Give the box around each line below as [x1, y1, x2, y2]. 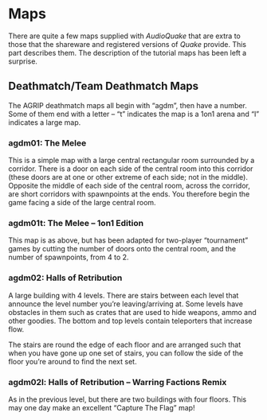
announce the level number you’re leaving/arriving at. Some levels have [8, 299, 243, 309]
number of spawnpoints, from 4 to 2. [8, 252, 129, 262]
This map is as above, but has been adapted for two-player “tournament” [8, 235, 249, 245]
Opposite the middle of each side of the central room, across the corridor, [8, 181, 251, 191]
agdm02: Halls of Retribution [8, 272, 123, 283]
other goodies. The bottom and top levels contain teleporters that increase [8, 316, 253, 325]
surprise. [8, 56, 38, 66]
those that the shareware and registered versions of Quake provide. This [8, 39, 247, 49]
